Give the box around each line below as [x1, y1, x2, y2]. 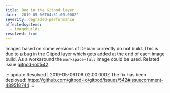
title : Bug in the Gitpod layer [5, 7, 74, 13]
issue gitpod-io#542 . [5, 62, 50, 67]
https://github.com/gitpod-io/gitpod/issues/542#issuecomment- [27, 77, 164, 83]
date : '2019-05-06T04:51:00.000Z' [5, 12, 79, 17]
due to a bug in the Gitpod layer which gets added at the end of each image [5, 51, 165, 57]
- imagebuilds [10, 27, 40, 32]
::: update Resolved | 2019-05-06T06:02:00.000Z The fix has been [5, 72, 147, 77]
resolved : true [5, 31, 38, 36]
